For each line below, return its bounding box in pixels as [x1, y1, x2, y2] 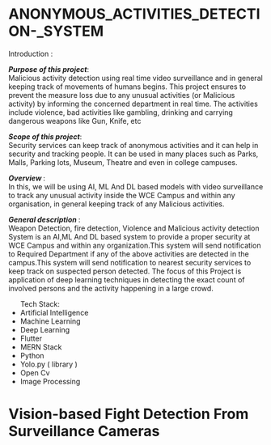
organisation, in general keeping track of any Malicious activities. [8, 199, 225, 209]
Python [19, 350, 44, 360]
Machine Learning [19, 316, 81, 326]
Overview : [8, 173, 46, 183]
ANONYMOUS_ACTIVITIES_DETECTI [8, 5, 260, 23]
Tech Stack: [19, 299, 61, 308]
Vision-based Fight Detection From [8, 405, 249, 423]
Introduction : [8, 49, 53, 58]
